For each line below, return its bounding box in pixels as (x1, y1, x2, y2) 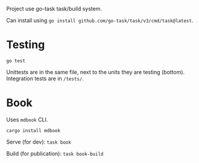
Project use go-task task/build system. (6, 5, 103, 12)
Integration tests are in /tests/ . (6, 75, 84, 82)
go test (6, 57, 26, 64)
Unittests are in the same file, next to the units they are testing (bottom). (6, 68, 185, 75)
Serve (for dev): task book (6, 138, 71, 145)
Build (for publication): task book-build (6, 150, 104, 157)
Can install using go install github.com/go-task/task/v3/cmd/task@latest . (6, 17, 194, 24)
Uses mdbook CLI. (6, 116, 48, 123)
